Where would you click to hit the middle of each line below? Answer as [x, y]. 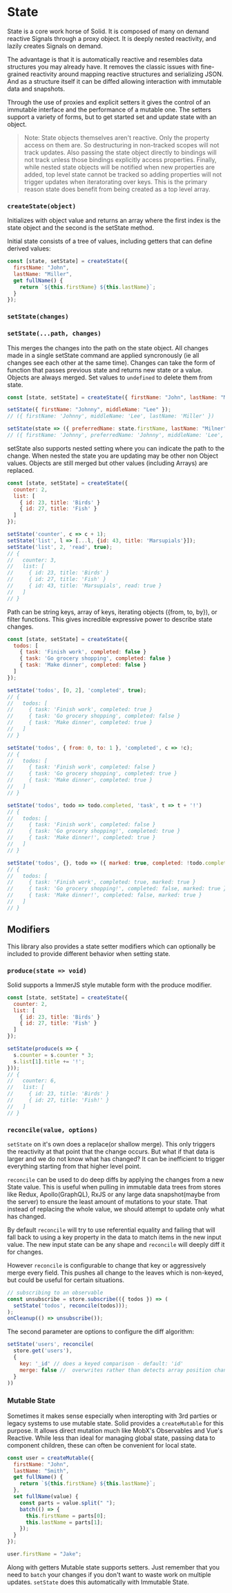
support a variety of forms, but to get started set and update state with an [112, 117]
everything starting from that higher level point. [74, 1166]
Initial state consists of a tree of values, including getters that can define [110, 241]
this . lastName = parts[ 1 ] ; [64, 1522]
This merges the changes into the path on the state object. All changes [108, 348]
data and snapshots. [36, 89]
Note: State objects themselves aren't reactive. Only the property [117, 137]
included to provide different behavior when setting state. [89, 953]
